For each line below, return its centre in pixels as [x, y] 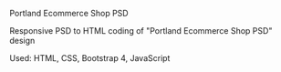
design [22, 41]
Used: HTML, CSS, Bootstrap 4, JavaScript [90, 58]
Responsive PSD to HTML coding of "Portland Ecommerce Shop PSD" [141, 31]
